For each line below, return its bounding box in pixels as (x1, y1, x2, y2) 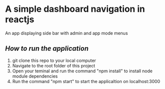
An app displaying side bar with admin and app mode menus (5, 30, 128, 36)
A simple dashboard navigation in (5, 3, 145, 15)
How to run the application (5, 44, 89, 53)
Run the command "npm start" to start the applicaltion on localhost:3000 (12, 78, 160, 84)
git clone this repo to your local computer (12, 58, 96, 63)
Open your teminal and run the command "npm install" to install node (12, 68, 153, 74)
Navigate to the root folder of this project (12, 62, 96, 68)
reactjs (5, 14, 34, 25)
